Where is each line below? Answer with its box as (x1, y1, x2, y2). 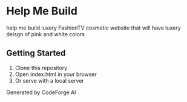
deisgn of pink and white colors (6, 30, 85, 37)
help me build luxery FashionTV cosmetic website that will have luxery (6, 24, 181, 31)
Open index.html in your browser (15, 71, 97, 78)
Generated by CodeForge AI (6, 89, 76, 96)
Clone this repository (15, 64, 68, 71)
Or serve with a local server (15, 77, 85, 84)
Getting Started (6, 48, 66, 59)
